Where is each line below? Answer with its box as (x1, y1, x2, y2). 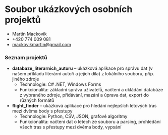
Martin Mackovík (12, 31, 47, 37)
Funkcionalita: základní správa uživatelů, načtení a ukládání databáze (19, 87, 163, 93)
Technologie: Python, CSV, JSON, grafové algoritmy (19, 113, 128, 119)
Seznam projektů (5, 54, 47, 61)
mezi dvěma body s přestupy (12, 108, 73, 114)
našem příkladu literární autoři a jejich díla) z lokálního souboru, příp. (12, 71, 154, 77)
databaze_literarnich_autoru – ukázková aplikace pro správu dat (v (12, 65, 153, 71)
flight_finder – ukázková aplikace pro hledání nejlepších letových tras (12, 103, 157, 109)
